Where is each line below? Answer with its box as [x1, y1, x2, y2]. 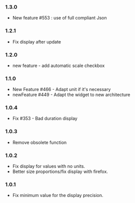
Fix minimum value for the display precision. [12, 192, 103, 198]
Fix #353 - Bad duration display [12, 115, 77, 121]
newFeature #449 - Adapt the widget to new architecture [12, 91, 130, 98]
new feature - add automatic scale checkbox [12, 62, 105, 68]
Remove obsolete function [12, 139, 67, 145]
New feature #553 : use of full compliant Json [12, 15, 107, 21]
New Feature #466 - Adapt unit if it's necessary [12, 86, 111, 92]
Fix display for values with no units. [12, 163, 85, 169]
